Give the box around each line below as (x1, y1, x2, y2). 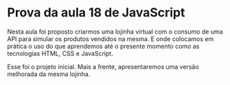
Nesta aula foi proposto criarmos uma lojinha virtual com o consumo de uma (7, 27, 223, 36)
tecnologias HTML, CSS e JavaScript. (7, 49, 113, 58)
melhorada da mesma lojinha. (7, 70, 91, 78)
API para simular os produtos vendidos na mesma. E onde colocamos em (7, 34, 214, 42)
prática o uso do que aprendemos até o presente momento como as (7, 42, 200, 50)
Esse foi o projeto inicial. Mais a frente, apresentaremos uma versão (7, 62, 199, 71)
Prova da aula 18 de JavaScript (7, 5, 185, 21)
